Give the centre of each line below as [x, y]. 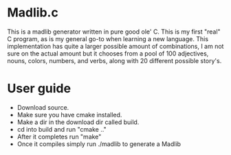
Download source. [43, 107]
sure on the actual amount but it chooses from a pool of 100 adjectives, [108, 53]
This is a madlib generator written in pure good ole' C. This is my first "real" [114, 32]
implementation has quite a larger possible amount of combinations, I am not [115, 46]
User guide [39, 89]
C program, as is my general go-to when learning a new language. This [108, 38]
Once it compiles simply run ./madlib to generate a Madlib [99, 144]
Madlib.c [33, 13]
